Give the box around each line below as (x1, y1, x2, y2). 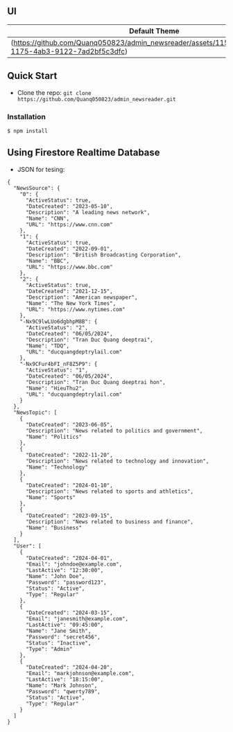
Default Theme (129, 26, 180, 35)
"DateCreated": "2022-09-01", (25, 245, 113, 252)
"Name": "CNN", (25, 215, 70, 222)
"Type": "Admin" (25, 645, 73, 652)
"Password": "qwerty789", (25, 688, 101, 695)
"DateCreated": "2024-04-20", (25, 663, 113, 671)
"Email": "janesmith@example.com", (25, 615, 129, 622)
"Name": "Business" (25, 524, 82, 531)
